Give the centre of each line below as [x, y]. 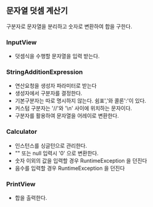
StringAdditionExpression [45, 72]
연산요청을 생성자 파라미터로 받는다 [56, 86]
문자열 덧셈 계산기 [37, 11]
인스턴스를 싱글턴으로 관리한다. [51, 145]
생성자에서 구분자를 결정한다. [48, 93]
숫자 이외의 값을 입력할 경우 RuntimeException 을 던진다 [81, 160]
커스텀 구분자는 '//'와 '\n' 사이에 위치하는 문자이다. [74, 108]
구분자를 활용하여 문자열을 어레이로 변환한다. [67, 116]
